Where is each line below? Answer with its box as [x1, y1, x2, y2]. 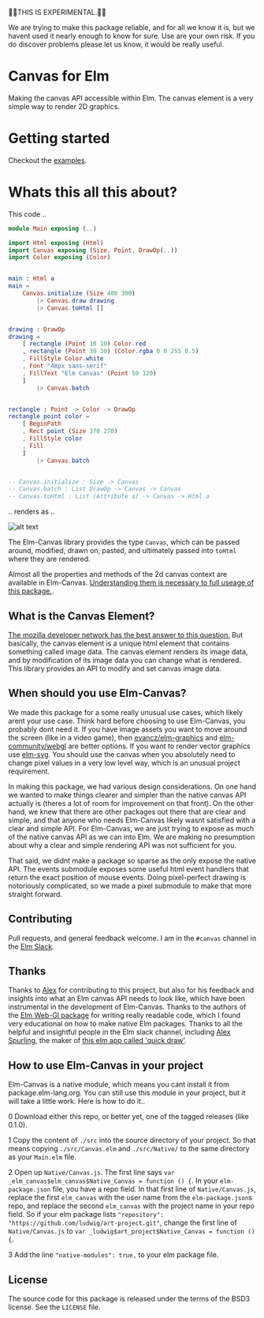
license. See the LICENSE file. [8, 1302, 101, 1312]
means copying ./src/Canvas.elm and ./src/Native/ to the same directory [8, 1144, 250, 1154]
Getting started [8, 130, 110, 148]
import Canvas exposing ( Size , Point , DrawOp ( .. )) [8, 246, 178, 254]
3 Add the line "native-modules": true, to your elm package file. [8, 1250, 219, 1260]
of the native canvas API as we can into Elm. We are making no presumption [8, 832, 255, 842]
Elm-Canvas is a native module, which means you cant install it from [8, 1079, 230, 1090]
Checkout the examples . [8, 155, 87, 165]
